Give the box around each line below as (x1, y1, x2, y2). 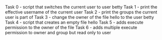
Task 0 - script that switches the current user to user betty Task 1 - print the (5, 4, 158, 10)
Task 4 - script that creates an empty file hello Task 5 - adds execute (5, 19, 144, 25)
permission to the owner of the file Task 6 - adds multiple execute (5, 25, 138, 30)
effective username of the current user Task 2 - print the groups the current (5, 9, 158, 15)
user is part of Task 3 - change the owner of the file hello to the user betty (5, 14, 154, 20)
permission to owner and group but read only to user (5, 30, 111, 35)
